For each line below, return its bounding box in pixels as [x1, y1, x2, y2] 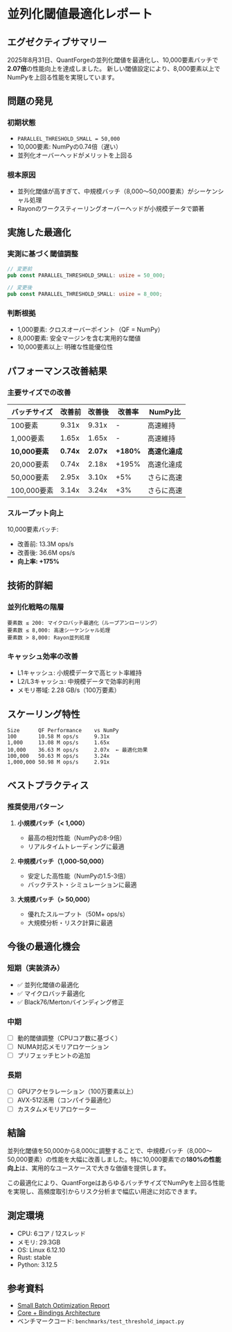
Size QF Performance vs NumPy [7, 727, 119, 734]
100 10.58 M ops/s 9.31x [7, 733, 110, 741]
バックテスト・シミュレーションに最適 [27, 880, 137, 888]
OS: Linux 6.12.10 [17, 1246, 66, 1254]
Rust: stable [17, 1253, 52, 1262]
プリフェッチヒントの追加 [17, 1051, 91, 1059]
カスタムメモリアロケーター [17, 1105, 97, 1113]
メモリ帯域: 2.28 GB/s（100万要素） [17, 686, 121, 694]
